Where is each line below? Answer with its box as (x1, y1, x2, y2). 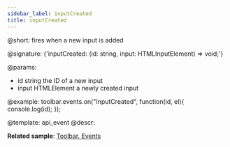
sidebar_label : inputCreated (7, 10, 92, 17)
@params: (7, 63, 37, 71)
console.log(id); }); (7, 105, 62, 113)
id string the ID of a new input (17, 76, 103, 84)
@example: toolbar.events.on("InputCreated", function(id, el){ (7, 97, 185, 105)
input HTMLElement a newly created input (17, 84, 139, 92)
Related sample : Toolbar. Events (7, 132, 101, 140)
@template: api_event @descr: (7, 118, 96, 126)
